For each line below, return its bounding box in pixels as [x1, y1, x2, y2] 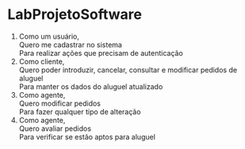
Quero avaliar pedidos [18, 124, 92, 133]
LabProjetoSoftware [7, 6, 142, 24]
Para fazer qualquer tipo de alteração [18, 106, 141, 116]
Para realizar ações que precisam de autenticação [18, 48, 183, 58]
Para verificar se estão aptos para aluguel [18, 132, 156, 141]
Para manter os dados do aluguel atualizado [18, 81, 163, 91]
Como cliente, [18, 57, 65, 66]
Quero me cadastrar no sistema [18, 39, 122, 49]
